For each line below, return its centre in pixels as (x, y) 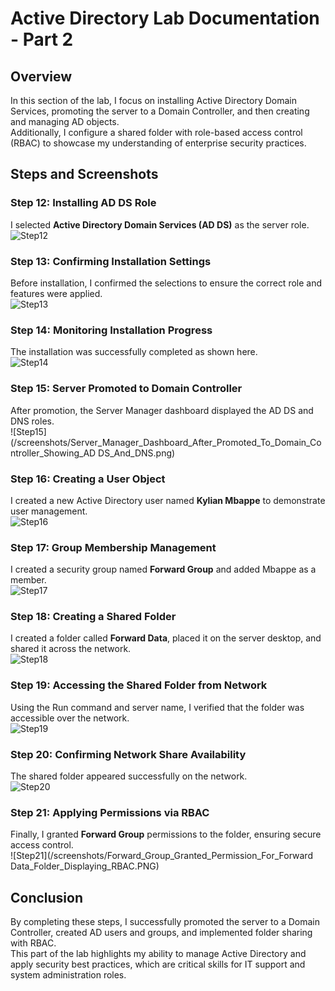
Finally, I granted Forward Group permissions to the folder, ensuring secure (166, 834)
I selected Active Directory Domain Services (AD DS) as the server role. (160, 224)
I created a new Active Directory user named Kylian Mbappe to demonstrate (168, 500)
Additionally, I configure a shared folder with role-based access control (156, 132)
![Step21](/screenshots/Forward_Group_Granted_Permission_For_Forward (161, 856)
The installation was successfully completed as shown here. (134, 352)
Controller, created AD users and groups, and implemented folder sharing (161, 933)
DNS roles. (32, 421)
